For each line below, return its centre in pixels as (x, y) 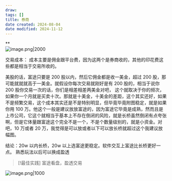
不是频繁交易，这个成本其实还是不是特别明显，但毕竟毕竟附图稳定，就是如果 (86, 103)
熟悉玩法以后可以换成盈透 (42, 152)
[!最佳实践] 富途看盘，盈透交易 (50, 163)
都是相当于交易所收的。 (34, 66)
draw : (11, 10)
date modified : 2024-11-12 (34, 29)
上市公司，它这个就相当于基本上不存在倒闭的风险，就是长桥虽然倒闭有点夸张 (86, 115)
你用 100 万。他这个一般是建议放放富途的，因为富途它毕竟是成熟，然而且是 (84, 109)
